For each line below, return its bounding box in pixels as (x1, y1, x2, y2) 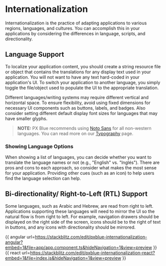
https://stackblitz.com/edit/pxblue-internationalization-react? (30, 250, 155, 256)
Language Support (5, 50, 65, 59)
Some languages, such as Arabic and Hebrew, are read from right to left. (5, 203, 154, 209)
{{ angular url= (5, 234, 35, 240)
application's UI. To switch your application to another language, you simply (5, 79, 161, 85)
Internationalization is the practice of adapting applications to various (5, 20, 147, 26)
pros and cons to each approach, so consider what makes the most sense (5, 165, 157, 171)
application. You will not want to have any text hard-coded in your (5, 74, 140, 80)
